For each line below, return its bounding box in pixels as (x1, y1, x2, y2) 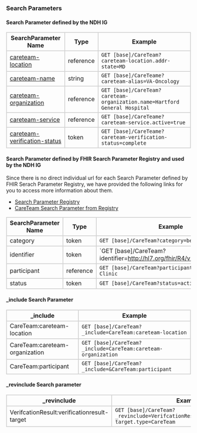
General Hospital (101, 105, 150, 111)
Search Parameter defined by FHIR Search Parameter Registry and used (6, 155, 185, 162)
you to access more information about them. (6, 187, 113, 194)
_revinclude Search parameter (6, 381, 81, 388)
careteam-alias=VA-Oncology (101, 78, 180, 85)
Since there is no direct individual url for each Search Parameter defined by (6, 175, 188, 182)
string (67, 75, 84, 83)
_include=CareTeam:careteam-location (81, 329, 187, 336)
